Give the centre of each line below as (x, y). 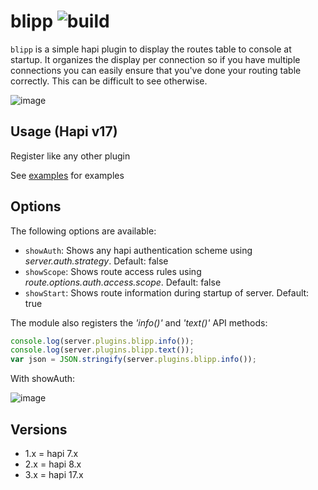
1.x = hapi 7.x (51, 453)
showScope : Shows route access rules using (113, 271)
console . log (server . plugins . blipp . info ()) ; (102, 341)
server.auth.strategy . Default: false (96, 261)
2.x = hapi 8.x (53, 464)
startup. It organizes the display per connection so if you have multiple (155, 59)
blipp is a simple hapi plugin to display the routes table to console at (151, 49)
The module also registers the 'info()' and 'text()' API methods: (139, 322)
